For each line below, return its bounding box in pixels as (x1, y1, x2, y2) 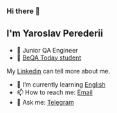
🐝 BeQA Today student (16, 53, 82, 62)
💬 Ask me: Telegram (16, 98, 74, 106)
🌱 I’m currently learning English (16, 80, 106, 89)
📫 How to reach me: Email (16, 88, 93, 96)
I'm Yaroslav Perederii (6, 28, 103, 40)
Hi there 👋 (6, 6, 41, 16)
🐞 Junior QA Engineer (16, 46, 78, 54)
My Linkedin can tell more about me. (6, 67, 111, 75)
